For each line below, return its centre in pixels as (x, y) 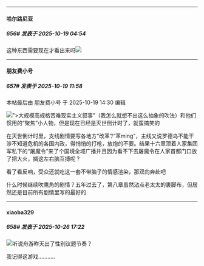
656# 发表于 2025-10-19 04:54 (46, 33)
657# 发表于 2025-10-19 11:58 (45, 86)
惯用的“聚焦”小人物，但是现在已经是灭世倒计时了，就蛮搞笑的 (83, 123)
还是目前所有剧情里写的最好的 (49, 192)
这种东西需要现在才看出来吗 (41, 50)
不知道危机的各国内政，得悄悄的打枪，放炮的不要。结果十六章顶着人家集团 (104, 144)
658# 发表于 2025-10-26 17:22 (46, 227)
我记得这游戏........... (31, 256)
